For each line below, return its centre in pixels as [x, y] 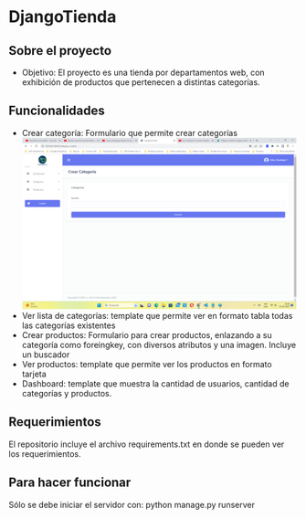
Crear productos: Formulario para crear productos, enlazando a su [147, 334]
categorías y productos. [67, 393]
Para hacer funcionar [70, 483]
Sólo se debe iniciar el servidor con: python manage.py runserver [132, 504]
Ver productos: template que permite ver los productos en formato [147, 364]
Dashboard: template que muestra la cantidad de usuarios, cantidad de [155, 383]
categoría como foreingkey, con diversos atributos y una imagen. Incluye [159, 344]
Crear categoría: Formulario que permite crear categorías [130, 132]
